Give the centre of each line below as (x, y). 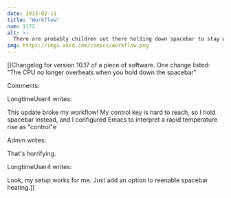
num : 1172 (21, 26)
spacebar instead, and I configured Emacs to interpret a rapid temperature (112, 120)
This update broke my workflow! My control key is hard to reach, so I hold (111, 112)
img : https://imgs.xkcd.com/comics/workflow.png (78, 45)
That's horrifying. (32, 153)
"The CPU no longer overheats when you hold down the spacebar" (102, 72)
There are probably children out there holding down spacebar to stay (117, 39)
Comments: (23, 86)
